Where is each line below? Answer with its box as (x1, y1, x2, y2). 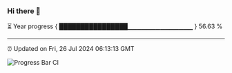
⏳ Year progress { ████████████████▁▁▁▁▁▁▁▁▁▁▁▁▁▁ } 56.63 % (7, 22, 223, 30)
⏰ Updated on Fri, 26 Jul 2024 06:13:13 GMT (7, 45, 135, 53)
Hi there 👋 (7, 6, 41, 16)
